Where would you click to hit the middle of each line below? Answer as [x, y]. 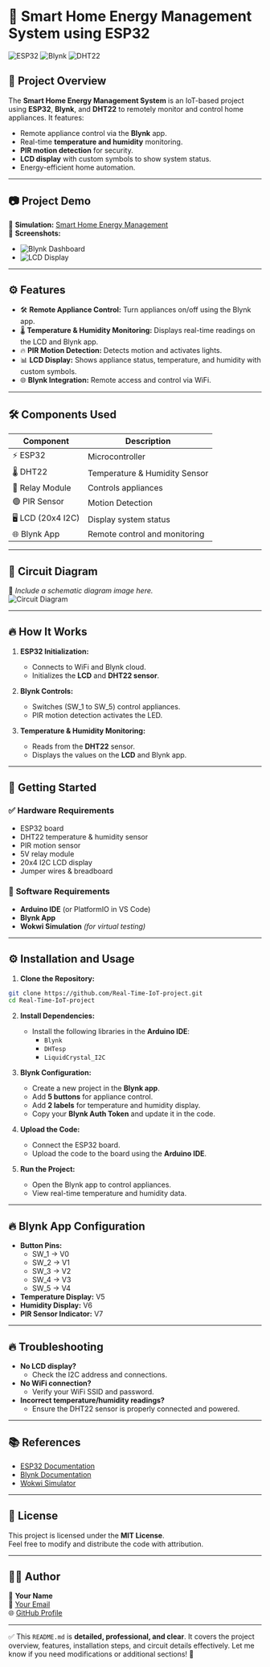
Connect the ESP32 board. [76, 1145]
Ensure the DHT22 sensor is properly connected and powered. [136, 1408]
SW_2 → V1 [51, 1263]
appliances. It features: [46, 117]
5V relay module [47, 854]
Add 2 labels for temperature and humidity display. [116, 1106]
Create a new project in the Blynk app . [96, 1088]
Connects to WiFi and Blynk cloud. [89, 667]
